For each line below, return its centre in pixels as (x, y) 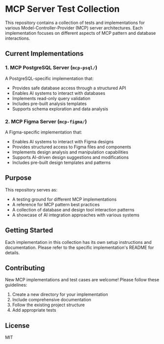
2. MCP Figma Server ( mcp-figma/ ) (46, 121)
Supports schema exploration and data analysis (60, 108)
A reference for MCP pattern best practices (56, 204)
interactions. (18, 38)
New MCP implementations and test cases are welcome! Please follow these (82, 280)
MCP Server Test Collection (62, 9)
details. (12, 252)
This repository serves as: (31, 189)
